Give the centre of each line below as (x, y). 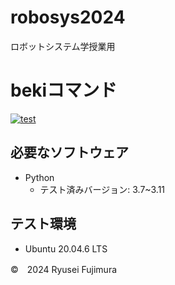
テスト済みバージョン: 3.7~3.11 (102, 189)
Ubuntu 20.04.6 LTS (66, 248)
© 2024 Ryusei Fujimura (64, 269)
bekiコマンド (64, 90)
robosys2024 (68, 17)
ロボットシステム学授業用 (63, 46)
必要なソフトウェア (69, 152)
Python (39, 177)
